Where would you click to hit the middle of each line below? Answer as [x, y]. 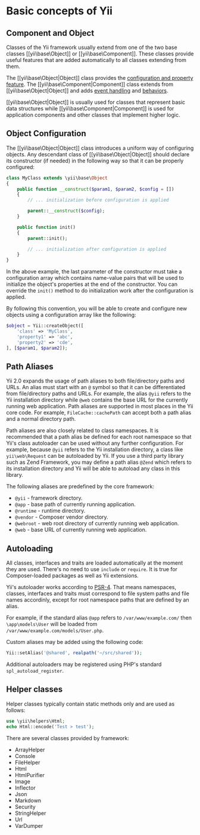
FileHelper [27, 762]
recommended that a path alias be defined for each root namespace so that [99, 437]
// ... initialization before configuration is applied [98, 200]
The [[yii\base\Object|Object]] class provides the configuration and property [100, 78]
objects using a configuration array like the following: [71, 315]
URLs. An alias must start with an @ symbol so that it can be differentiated [96, 387]
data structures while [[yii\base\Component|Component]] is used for [90, 108]
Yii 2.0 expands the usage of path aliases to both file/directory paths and [95, 381]
